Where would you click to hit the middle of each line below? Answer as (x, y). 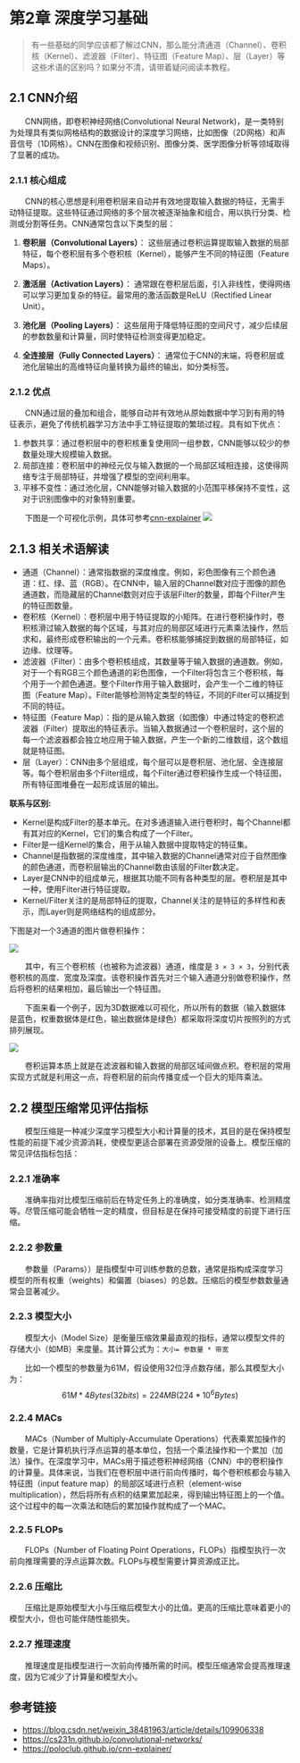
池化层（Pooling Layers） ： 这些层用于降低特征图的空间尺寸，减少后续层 (155, 325)
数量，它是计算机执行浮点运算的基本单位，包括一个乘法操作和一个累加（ (142, 1449)
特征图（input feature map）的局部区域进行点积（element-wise (126, 1483)
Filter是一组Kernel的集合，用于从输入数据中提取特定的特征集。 (137, 844)
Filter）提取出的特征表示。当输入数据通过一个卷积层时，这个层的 (165, 728)
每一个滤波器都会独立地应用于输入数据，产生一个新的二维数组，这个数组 (155, 740)
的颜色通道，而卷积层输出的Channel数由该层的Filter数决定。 (133, 867)
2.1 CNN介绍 (43, 98)
